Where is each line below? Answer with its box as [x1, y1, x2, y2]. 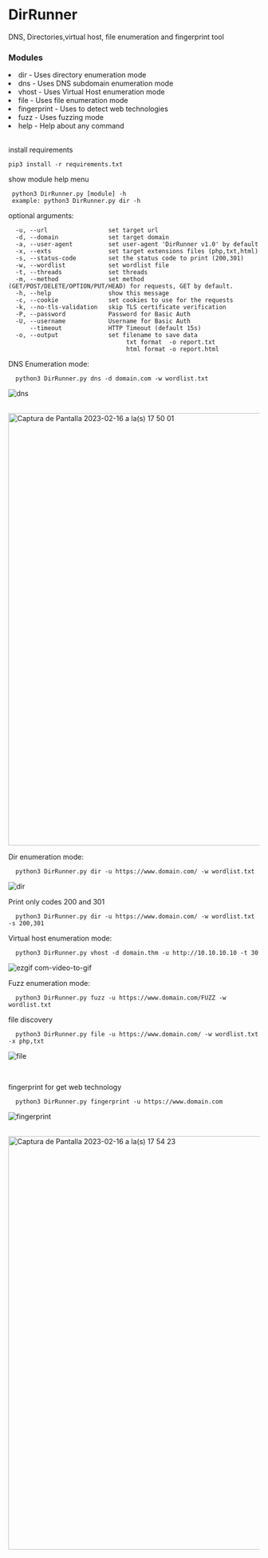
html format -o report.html [126, 345, 219, 353]
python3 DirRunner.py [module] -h [11, 190, 127, 198]
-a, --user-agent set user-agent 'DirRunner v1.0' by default [15, 240, 259, 248]
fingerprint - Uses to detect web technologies [18, 104, 169, 113]
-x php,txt [8, 1037, 45, 1046]
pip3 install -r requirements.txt [8, 161, 124, 169]
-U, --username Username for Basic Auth [15, 317, 191, 325]
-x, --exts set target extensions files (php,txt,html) [15, 248, 259, 256]
